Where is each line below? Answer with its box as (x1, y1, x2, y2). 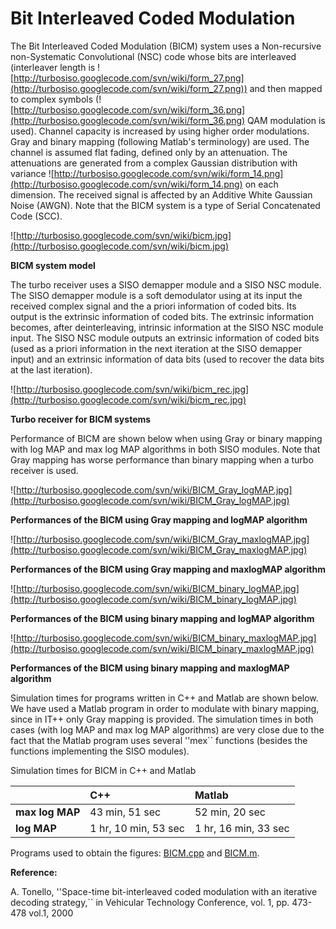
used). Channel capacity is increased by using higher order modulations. (10, 125, 310, 137)
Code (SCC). (10, 210, 63, 222)
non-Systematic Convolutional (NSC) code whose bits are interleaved (10, 50, 297, 62)
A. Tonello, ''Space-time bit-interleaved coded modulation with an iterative (10, 885, 318, 897)
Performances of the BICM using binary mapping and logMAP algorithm (10, 612, 315, 624)
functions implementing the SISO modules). (10, 745, 190, 757)
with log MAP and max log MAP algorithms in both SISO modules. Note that (10, 443, 321, 455)
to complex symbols (10, 93, 94, 105)
